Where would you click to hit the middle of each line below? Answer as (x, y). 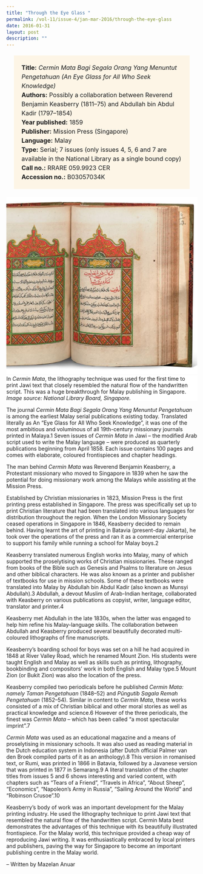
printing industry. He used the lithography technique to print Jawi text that (98, 813)
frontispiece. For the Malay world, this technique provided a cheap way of (98, 833)
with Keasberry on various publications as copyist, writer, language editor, (99, 600)
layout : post (23, 32)
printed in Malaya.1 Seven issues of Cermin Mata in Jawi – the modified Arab (102, 435)
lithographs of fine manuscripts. (70, 637)
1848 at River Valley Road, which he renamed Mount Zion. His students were (101, 655)
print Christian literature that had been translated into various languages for (100, 511)
